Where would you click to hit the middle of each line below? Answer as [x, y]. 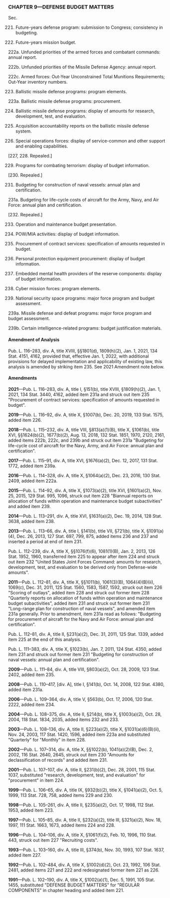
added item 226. [25, 420]
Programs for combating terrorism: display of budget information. [83, 166]
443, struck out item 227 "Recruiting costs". [53, 840]
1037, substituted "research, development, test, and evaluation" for [77, 775]
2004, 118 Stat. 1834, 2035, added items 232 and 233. [64, 719]
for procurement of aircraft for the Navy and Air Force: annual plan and [81, 619]
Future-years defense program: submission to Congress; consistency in [89, 27]
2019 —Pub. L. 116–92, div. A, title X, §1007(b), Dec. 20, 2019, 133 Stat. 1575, [86, 414]
